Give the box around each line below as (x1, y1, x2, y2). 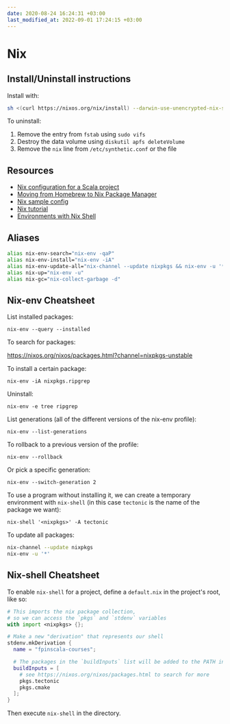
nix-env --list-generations (7, 429, 88, 435)
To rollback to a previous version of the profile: (7, 440, 139, 449)
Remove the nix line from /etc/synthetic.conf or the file (16, 145, 177, 153)
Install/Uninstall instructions (7, 73, 131, 85)
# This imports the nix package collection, (7, 608, 136, 615)
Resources (7, 165, 54, 176)
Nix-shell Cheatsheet (7, 570, 100, 581)
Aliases (7, 232, 40, 243)
